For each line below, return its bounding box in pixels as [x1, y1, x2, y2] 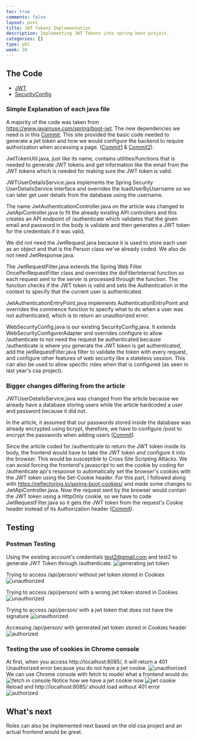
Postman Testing [6, 540, 56, 548]
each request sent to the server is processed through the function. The [6, 275, 178, 282]
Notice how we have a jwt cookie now [52, 677, 144, 684]
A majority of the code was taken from [6, 118, 99, 125]
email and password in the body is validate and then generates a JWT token [6, 221, 190, 228]
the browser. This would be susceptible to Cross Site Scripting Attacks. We [6, 455, 188, 462]
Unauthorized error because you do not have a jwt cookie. [6, 665, 148, 672]
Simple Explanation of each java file [6, 105, 110, 114]
